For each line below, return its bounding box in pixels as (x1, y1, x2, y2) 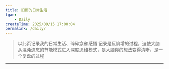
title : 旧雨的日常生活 (5, 7, 48, 13)
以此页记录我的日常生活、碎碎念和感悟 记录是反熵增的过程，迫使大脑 (17, 41, 160, 47)
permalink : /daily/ (5, 26, 46, 31)
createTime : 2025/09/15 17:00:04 (5, 21, 75, 27)
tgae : (5, 12, 17, 17)
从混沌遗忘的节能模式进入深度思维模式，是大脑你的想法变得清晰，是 (17, 47, 159, 53)
